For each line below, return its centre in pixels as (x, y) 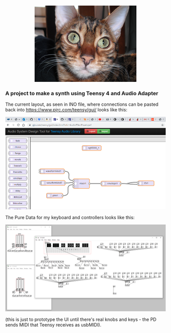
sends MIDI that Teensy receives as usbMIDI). (53, 325)
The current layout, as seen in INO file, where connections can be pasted (82, 104)
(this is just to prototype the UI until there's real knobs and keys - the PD (81, 320)
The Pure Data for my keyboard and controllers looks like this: (70, 218)
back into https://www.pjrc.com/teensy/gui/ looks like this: (66, 110)
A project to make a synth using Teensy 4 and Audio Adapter (82, 93)
